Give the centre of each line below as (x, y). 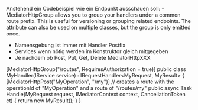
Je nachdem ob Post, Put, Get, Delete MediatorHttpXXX (82, 58)
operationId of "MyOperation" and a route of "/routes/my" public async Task (99, 88)
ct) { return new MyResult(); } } (44, 101)
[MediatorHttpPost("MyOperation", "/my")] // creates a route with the (90, 82)
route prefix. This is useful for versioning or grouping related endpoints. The (98, 21)
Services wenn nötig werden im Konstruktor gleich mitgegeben (91, 51)
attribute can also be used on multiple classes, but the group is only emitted (98, 27)
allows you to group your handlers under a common (118, 15)
